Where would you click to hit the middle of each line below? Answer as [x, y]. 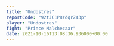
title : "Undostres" [30, 12]
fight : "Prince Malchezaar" [41, 28]
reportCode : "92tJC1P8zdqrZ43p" [46, 17]
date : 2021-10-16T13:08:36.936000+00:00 [57, 34]
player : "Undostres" [32, 23]
